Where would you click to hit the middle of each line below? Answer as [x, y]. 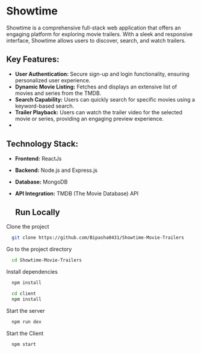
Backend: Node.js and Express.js [56, 170]
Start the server [26, 310]
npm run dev [27, 322]
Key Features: [33, 59]
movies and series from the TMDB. [58, 93]
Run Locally [37, 212]
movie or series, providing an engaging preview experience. [89, 118]
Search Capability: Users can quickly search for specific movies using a [105, 99]
